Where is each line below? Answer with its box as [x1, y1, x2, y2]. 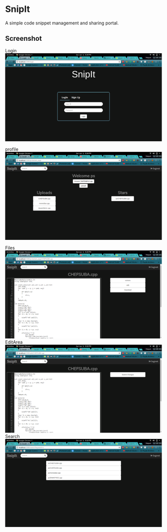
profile [5, 146, 19, 152]
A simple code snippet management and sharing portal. [5, 20, 119, 26]
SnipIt [5, 3, 30, 15]
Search [5, 433, 20, 439]
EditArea [5, 339, 23, 345]
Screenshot [5, 34, 42, 43]
